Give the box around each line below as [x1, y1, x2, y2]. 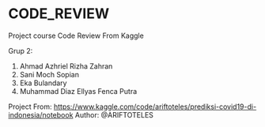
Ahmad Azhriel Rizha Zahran [19, 61, 113, 71]
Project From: [8, 102, 53, 111]
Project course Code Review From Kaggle [8, 31, 144, 40]
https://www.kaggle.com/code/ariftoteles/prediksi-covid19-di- [53, 102, 257, 111]
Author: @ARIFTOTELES [74, 110, 154, 119]
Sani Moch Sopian [19, 69, 79, 79]
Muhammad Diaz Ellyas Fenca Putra [19, 86, 138, 95]
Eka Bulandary [19, 78, 67, 88]
